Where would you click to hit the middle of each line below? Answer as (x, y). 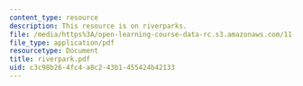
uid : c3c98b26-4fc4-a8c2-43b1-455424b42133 (92, 68)
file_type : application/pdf (62, 43)
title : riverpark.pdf (50, 59)
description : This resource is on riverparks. (98, 26)
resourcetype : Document (54, 51)
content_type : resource (54, 17)
